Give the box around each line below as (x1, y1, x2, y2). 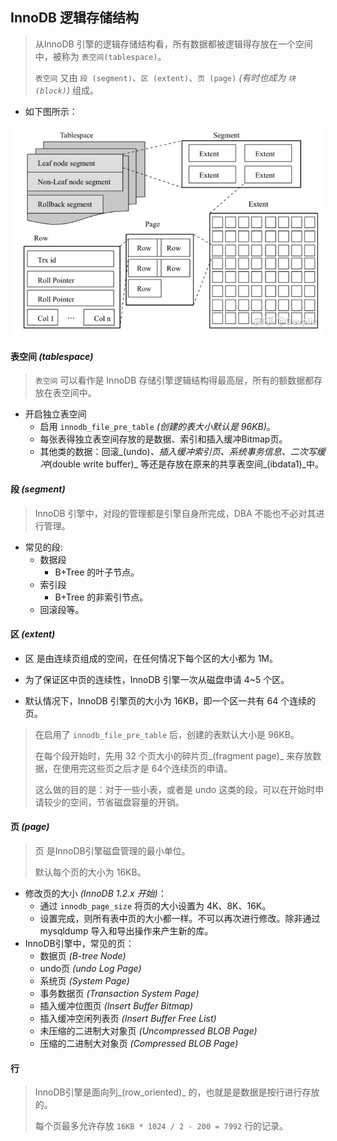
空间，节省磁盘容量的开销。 (69, 796, 185, 808)
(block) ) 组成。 (34, 84, 99, 96)
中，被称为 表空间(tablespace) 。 (34, 50, 167, 62)
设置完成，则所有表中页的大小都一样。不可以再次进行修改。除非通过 (39, 912, 321, 924)
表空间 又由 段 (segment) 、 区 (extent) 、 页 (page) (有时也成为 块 (34, 71, 297, 83)
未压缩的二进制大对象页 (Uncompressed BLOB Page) (39, 1024, 258, 1037)
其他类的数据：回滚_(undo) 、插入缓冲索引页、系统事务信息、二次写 (39, 446, 317, 458)
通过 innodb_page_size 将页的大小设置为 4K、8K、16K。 (39, 899, 272, 912)
